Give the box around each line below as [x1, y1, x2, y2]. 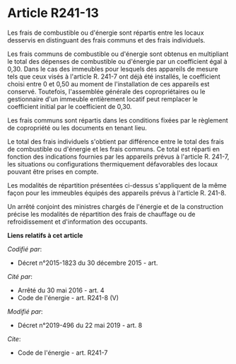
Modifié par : [7, 307, 44, 316]
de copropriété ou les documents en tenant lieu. [7, 123, 147, 132]
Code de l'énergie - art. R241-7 [17, 348, 108, 357]
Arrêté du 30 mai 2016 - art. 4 [17, 285, 105, 295]
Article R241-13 [7, 5, 99, 21]
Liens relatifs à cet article [7, 231, 83, 239]
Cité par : [7, 272, 33, 280]
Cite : [7, 334, 21, 343]
